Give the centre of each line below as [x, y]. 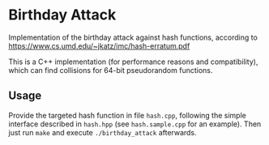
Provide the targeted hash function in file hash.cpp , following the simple [128, 115]
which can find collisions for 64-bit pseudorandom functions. [111, 70]
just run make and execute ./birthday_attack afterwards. [102, 132]
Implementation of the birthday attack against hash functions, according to [133, 37]
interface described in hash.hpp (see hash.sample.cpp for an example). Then [135, 124]
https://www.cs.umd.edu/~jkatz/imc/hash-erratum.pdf [99, 45]
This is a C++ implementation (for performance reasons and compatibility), [133, 62]
